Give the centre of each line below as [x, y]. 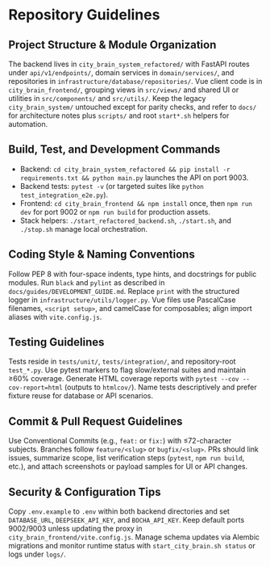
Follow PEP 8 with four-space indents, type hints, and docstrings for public [133, 274]
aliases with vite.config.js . [55, 317]
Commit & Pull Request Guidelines [96, 421]
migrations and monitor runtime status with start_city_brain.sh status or [132, 546]
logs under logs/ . [37, 554]
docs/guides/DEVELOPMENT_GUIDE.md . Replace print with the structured [124, 291]
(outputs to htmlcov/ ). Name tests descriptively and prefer [160, 387]
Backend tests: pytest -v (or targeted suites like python [112, 186]
